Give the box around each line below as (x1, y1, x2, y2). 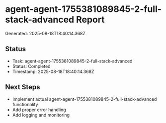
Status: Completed (12, 63, 51, 69)
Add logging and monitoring (12, 112, 70, 118)
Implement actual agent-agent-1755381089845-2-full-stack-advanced (12, 96, 157, 102)
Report (76, 14, 105, 25)
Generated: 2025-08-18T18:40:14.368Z (5, 30, 86, 36)
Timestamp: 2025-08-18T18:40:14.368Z (12, 68, 94, 74)
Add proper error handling (12, 107, 66, 113)
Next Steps (5, 83, 40, 91)
